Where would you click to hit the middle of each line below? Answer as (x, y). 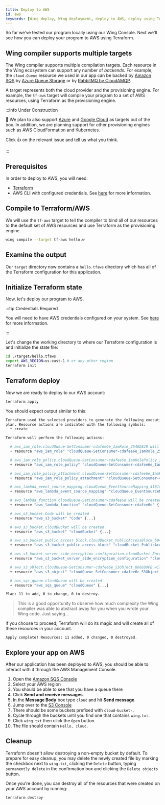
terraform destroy (24, 797)
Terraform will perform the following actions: (55, 438)
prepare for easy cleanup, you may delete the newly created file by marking (82, 758)
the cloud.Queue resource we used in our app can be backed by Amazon (78, 75)
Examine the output (36, 255)
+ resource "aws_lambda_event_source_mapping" (58, 491)
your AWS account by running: (36, 788)
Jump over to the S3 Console (42, 705)
